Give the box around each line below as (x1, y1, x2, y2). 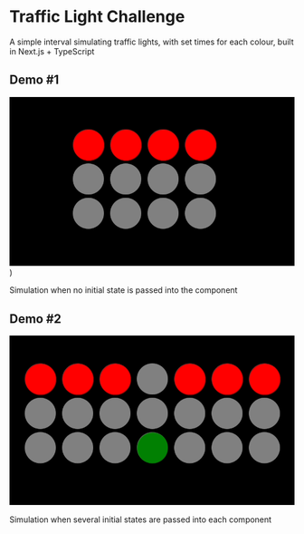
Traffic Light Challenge (9, 6, 185, 27)
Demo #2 (9, 311, 62, 326)
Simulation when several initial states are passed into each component (9, 514, 272, 525)
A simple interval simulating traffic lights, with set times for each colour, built (9, 36, 294, 47)
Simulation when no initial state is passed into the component (9, 285, 238, 296)
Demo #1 (9, 73, 60, 88)
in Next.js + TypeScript (9, 45, 95, 56)
